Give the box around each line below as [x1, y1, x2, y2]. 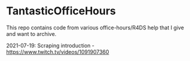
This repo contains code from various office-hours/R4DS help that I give [6, 24, 184, 31]
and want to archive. [6, 30, 57, 37]
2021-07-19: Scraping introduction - [6, 42, 94, 49]
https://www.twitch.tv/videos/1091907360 [6, 48, 109, 55]
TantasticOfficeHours [6, 4, 117, 18]
